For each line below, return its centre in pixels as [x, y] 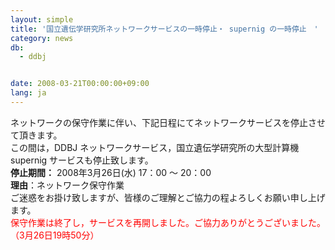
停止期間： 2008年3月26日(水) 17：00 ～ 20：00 [111, 172]
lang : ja [28, 93]
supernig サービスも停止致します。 [82, 160]
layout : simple [42, 19]
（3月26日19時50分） [55, 235]
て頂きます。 [36, 135]
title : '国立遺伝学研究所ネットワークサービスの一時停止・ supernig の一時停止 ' [164, 29]
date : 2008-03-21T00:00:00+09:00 [80, 84]
